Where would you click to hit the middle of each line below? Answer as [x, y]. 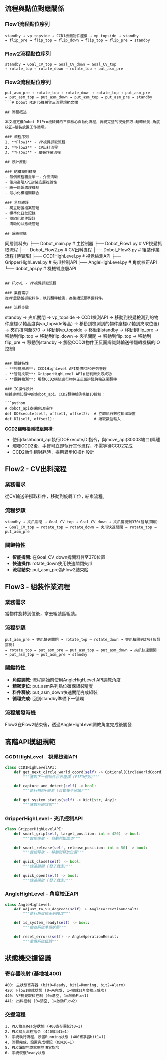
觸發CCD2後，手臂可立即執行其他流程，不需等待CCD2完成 [72, 446]
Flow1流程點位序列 [27, 24]
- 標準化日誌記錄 [20, 213]
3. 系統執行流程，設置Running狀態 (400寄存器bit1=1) [55, 1037]
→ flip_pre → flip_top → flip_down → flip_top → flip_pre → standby [78, 40]
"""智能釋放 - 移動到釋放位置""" [53, 852]
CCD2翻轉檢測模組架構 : [29, 429]
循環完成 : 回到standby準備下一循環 [48, 698]
